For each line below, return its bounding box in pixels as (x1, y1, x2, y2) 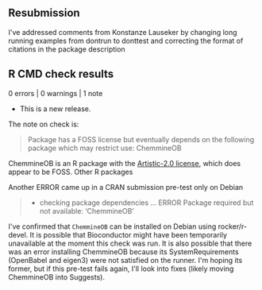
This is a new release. (19, 103, 91, 114)
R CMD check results (8, 68, 114, 81)
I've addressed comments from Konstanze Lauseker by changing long (8, 27, 237, 37)
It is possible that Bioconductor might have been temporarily (29, 230, 228, 239)
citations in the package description (8, 44, 125, 54)
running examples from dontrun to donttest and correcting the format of (8, 36, 244, 45)
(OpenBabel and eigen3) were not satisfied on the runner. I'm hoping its (8, 255, 243, 265)
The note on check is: (8, 119, 79, 129)
